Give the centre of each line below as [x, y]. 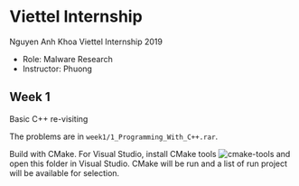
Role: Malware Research [67, 59]
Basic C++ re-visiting [49, 118]
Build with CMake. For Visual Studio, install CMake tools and [150, 153]
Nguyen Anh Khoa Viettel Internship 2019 [86, 42]
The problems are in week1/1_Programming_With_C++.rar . [114, 136]
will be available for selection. [65, 172]
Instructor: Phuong [57, 69]
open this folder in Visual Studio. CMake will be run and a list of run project [148, 163]
